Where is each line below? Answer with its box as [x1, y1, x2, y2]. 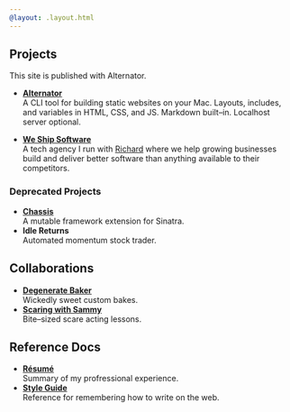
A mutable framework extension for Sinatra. [22, 215, 185, 226]
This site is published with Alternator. [9, 70, 147, 81]
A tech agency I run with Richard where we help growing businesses [22, 143, 277, 154]
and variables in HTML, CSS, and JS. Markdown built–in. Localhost [22, 107, 270, 118]
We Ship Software [22, 134, 92, 145]
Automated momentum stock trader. [22, 234, 157, 245]
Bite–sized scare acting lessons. [22, 313, 142, 325]
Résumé [22, 363, 54, 374]
